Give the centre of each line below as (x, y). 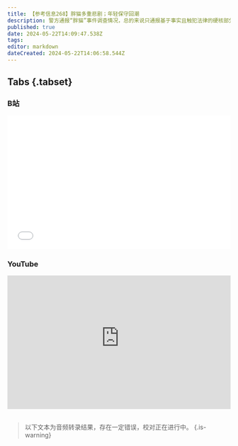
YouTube (23, 264)
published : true (31, 27)
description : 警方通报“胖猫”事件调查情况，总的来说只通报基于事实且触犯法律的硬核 (115, 21)
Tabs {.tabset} (40, 82)
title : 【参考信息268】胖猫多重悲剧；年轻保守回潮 (73, 14)
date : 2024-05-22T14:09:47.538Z (55, 34)
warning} (38, 435)
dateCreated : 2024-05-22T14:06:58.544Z (66, 54)
